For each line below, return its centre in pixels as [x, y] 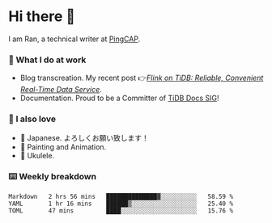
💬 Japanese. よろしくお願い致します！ [85, 137]
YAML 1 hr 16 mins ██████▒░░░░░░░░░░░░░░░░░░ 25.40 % [121, 204]
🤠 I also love [32, 119]
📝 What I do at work [47, 60]
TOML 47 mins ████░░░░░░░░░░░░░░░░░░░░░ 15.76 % [121, 210]
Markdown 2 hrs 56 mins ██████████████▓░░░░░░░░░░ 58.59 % [121, 196]
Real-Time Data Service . [61, 90]
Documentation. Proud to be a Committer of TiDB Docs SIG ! [119, 98]
